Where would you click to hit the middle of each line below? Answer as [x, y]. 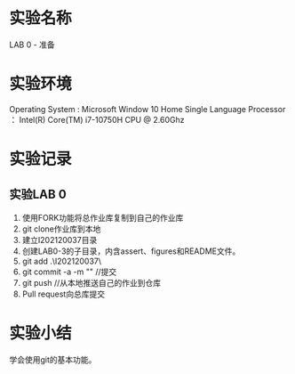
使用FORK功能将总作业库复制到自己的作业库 [103, 217]
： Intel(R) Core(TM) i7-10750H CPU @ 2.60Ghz [97, 119]
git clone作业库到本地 [61, 229]
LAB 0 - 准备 [32, 45]
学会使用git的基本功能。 [53, 359]
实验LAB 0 [38, 195]
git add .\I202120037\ [62, 261]
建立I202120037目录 [60, 240]
